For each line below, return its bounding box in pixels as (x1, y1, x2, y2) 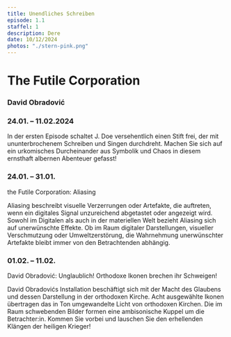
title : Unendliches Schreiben (7, 10, 95, 17)
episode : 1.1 (7, 17, 45, 24)
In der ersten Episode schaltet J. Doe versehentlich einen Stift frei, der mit (7, 132, 219, 140)
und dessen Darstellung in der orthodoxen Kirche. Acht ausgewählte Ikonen (7, 292, 224, 301)
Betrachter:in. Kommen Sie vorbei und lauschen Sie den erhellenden (7, 315, 203, 323)
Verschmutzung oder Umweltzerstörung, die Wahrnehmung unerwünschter (7, 231, 224, 239)
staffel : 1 (7, 23, 39, 30)
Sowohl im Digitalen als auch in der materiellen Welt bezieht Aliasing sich (7, 216, 216, 224)
